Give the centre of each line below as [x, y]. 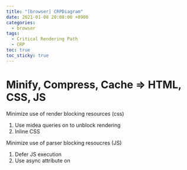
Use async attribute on [42, 161]
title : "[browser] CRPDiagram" [45, 12]
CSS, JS [26, 97]
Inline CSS [27, 131]
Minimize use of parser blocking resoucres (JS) [64, 143]
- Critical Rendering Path [45, 39]
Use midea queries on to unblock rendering [68, 125]
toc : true [18, 50]
